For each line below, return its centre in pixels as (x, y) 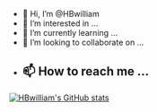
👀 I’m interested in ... (60, 23)
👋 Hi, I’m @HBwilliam (61, 14)
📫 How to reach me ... (86, 72)
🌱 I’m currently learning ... (70, 33)
